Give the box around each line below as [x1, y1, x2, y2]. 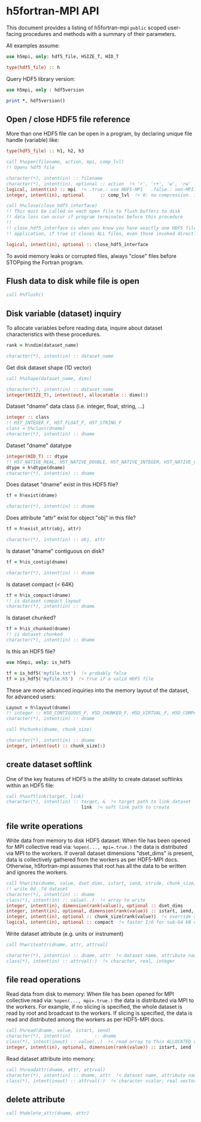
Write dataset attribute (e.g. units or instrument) [6, 930, 124, 937]
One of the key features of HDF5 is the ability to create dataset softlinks [6, 775, 183, 782]
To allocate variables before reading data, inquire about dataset [6, 325, 163, 331]
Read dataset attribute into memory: [6, 1055, 95, 1062]
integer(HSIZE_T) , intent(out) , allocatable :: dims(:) [6, 392, 148, 398]
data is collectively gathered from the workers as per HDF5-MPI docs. [6, 856, 179, 863]
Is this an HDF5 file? [6, 648, 56, 655]
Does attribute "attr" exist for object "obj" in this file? [6, 514, 136, 522]
